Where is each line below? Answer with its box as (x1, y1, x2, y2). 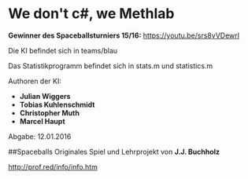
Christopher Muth (19, 108, 80, 118)
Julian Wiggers (19, 91, 71, 100)
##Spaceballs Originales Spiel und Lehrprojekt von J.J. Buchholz (8, 147, 220, 156)
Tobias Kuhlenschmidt (19, 100, 95, 109)
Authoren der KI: (8, 76, 61, 86)
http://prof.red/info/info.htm (8, 162, 98, 171)
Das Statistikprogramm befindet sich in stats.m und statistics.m (8, 60, 213, 71)
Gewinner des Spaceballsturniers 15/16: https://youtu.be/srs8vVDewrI (8, 31, 240, 40)
